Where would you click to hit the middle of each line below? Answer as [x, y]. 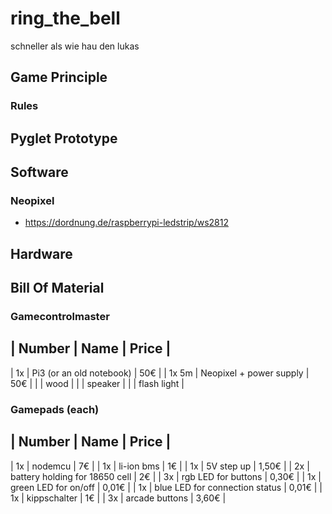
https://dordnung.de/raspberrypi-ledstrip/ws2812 [126, 223]
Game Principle [59, 77]
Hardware [41, 253]
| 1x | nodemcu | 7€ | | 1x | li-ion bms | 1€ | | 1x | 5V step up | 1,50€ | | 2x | [160, 466]
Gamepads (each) [55, 409]
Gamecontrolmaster [60, 317]
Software [39, 172]
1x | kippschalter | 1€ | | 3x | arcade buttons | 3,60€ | [118, 498]
